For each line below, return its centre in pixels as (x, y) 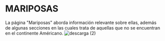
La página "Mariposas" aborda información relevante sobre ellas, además (81, 22)
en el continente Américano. (34, 33)
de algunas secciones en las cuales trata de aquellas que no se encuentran (83, 27)
